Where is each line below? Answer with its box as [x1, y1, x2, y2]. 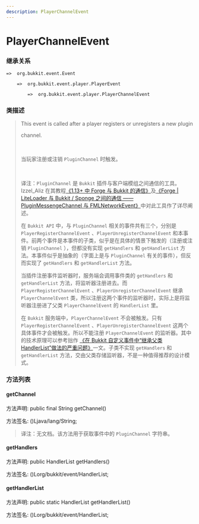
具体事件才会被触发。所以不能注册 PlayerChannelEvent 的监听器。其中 [20, 329, 192, 336]
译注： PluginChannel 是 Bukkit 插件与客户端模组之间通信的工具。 [20, 180, 180, 187]
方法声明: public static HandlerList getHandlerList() [6, 498, 131, 506]
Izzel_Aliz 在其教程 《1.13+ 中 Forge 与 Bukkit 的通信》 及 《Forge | [20, 187, 179, 194]
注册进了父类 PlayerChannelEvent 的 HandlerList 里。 [31, 302, 162, 309]
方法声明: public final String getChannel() [6, 404, 107, 411]
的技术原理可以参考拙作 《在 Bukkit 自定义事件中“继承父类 [20, 337, 163, 344]
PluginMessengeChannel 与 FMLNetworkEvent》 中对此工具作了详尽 [20, 202, 188, 209]
